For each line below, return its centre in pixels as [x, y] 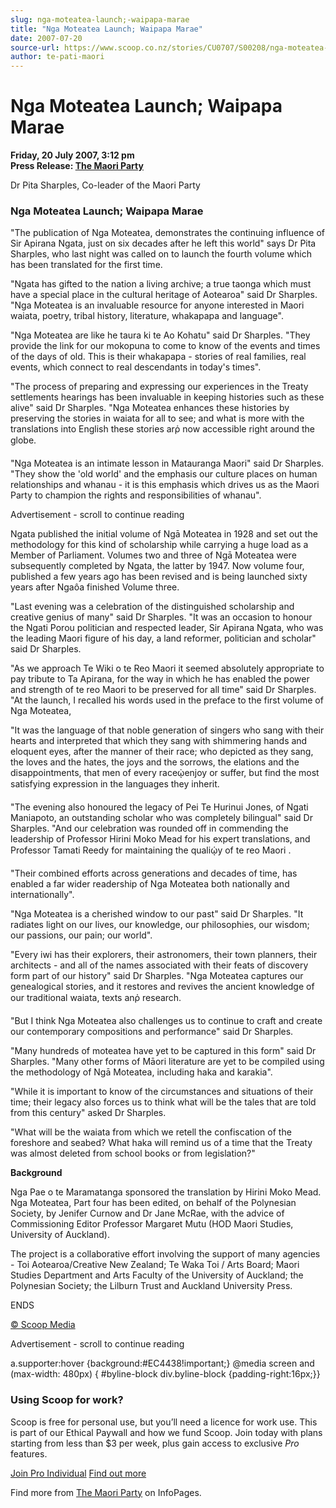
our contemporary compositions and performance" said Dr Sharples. [152, 1032]
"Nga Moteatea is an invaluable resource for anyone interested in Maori [157, 305]
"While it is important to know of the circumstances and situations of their [162, 1092]
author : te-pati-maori [57, 57]
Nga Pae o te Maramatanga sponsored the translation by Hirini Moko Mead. [166, 1192]
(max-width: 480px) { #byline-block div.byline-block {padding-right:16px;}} [165, 1374]
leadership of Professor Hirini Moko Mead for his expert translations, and [160, 839]
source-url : [35, 47]
